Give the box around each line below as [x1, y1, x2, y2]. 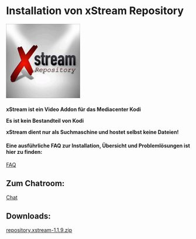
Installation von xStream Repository [6, 4, 184, 18]
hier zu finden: [6, 148, 43, 155]
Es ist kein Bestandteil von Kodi [6, 117, 84, 124]
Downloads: [6, 211, 51, 221]
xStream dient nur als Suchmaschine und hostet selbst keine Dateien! [6, 129, 179, 136]
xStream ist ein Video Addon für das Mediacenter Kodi [6, 106, 142, 113]
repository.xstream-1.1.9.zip [6, 226, 73, 233]
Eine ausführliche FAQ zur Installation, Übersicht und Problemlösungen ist [6, 142, 190, 149]
